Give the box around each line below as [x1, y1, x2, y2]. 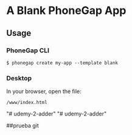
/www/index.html [6, 100, 47, 106]
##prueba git [6, 122, 40, 130]
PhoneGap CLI [6, 46, 50, 55]
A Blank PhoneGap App [6, 4, 127, 18]
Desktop [6, 74, 32, 82]
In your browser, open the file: [6, 88, 82, 95]
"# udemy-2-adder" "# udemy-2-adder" [6, 110, 107, 117]
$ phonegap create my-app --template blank [6, 60, 119, 66]
